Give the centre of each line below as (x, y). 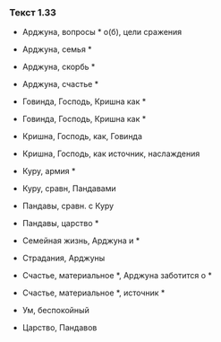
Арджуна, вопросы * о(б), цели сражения (102, 32)
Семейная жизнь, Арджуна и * (81, 241)
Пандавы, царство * (60, 224)
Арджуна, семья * (57, 49)
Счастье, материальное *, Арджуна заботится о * (117, 276)
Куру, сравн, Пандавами (69, 189)
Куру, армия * (49, 171)
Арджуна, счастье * (60, 84)
